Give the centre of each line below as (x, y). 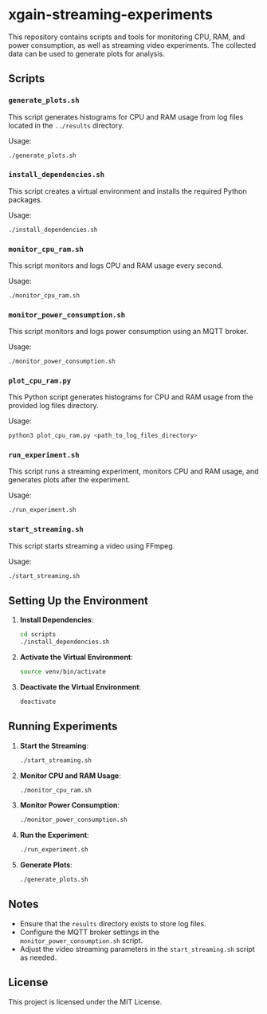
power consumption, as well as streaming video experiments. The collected (132, 45)
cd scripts (38, 635)
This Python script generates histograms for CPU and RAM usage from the (131, 397)
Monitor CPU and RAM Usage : (70, 776)
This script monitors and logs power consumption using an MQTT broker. (128, 332)
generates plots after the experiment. (69, 480)
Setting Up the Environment (79, 601)
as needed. (38, 957)
